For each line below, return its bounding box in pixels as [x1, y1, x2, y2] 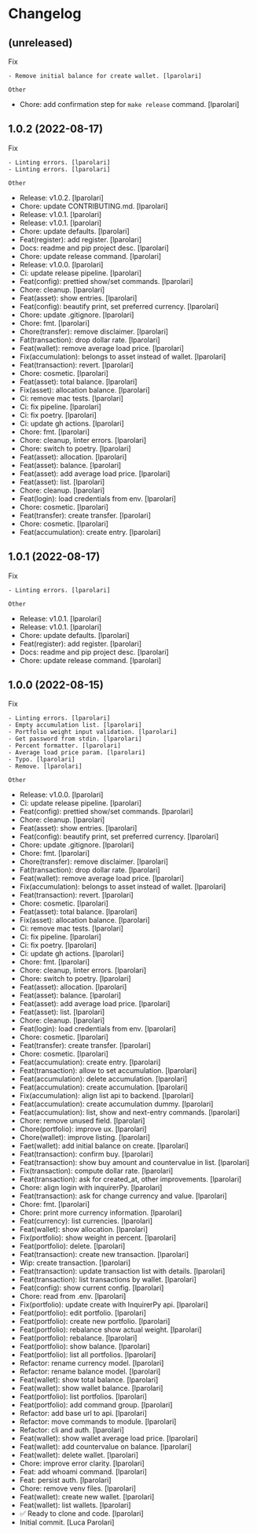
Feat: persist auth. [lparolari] [19, 1476, 112, 1485]
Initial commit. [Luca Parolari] [19, 1517, 115, 1527]
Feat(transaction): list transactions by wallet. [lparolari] [19, 1275, 196, 1285]
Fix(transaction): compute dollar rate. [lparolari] [19, 1166, 174, 1176]
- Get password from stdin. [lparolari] [8, 735, 143, 743]
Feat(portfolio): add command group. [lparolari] [19, 1400, 173, 1410]
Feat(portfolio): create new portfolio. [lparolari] [19, 1317, 171, 1326]
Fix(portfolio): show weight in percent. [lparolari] [19, 1233, 177, 1243]
